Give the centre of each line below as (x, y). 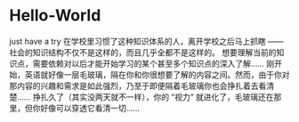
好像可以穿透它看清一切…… (90, 108)
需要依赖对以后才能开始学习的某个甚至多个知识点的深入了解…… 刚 (154, 63)
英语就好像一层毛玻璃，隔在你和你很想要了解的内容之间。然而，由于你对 (157, 74)
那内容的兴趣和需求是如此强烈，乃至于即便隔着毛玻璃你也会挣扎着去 (134, 85)
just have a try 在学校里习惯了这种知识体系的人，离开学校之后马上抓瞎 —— (146, 41)
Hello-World (55, 16)
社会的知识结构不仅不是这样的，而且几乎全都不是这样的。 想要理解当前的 (143, 52)
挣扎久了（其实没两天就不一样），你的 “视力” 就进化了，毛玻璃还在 (153, 97)
